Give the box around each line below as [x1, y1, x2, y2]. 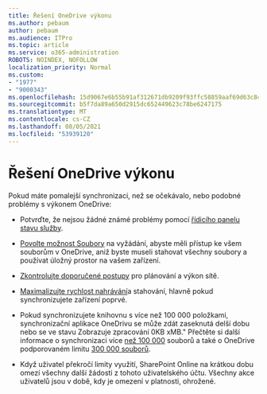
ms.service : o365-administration [8, 49, 119, 57]
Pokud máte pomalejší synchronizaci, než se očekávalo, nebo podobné [8, 190, 241, 200]
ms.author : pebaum [8, 19, 69, 27]
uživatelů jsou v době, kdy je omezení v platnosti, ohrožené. [19, 376, 216, 386]
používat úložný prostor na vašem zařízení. [19, 256, 161, 265]
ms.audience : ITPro [8, 33, 73, 42]
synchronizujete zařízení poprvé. [19, 295, 128, 304]
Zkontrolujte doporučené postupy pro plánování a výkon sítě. [19, 271, 220, 280]
